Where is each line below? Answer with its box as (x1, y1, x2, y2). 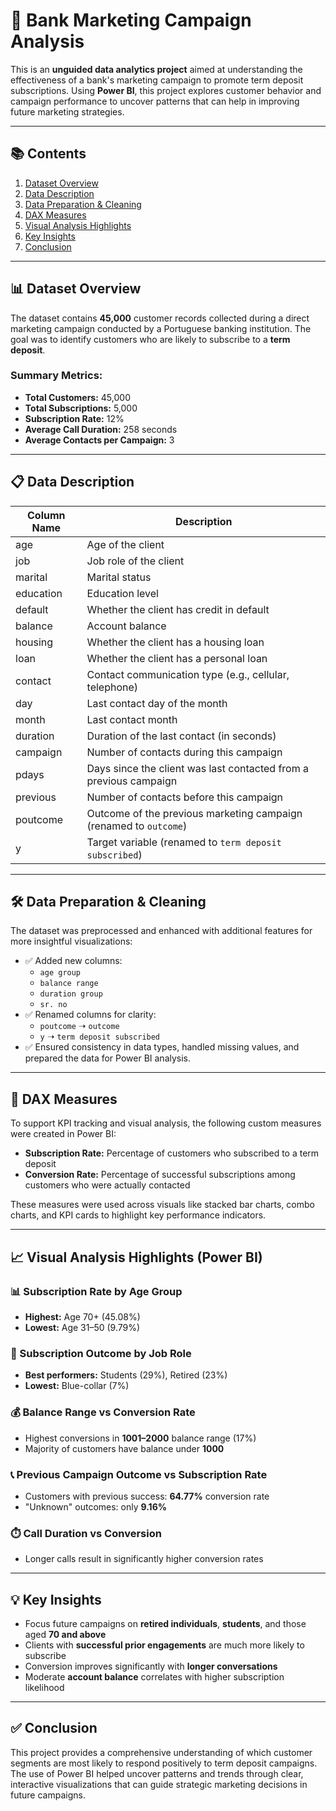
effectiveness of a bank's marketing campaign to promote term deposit (10, 74, 304, 86)
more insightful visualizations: (10, 935, 133, 948)
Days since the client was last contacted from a (86, 761, 310, 775)
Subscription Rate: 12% (24, 412, 125, 424)
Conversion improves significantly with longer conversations (24, 1660, 278, 1672)
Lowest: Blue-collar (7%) (24, 1380, 130, 1392)
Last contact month (86, 712, 178, 726)
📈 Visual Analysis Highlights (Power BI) (10, 1249, 263, 1266)
